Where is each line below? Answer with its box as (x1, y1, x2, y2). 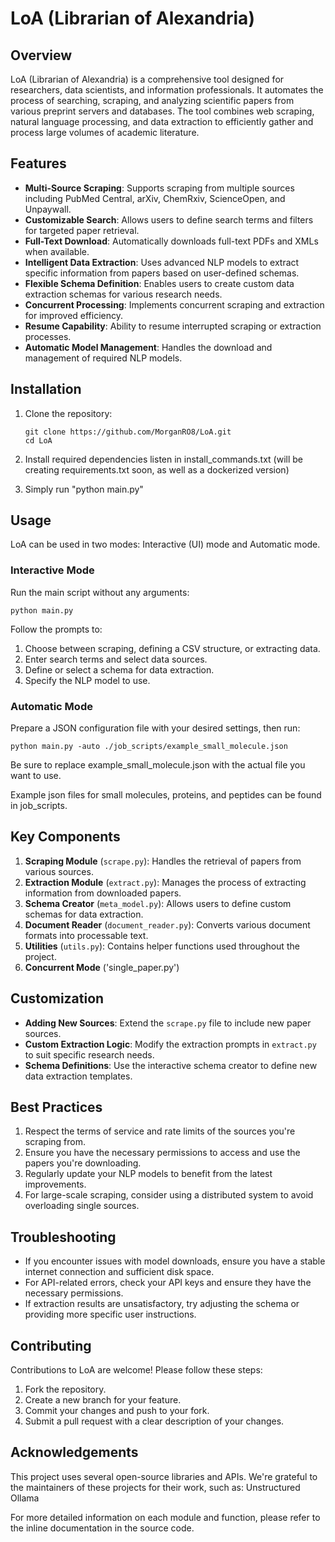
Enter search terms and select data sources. (24, 653, 208, 665)
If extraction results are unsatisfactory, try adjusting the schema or (24, 1298, 300, 1310)
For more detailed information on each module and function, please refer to (10, 1511, 321, 1523)
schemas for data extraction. (24, 908, 144, 920)
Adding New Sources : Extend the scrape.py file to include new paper (24, 1017, 312, 1029)
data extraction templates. (24, 1070, 133, 1082)
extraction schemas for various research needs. (24, 288, 223, 300)
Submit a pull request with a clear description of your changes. (24, 1415, 285, 1427)
